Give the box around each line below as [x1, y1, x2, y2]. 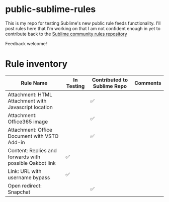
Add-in [8, 139, 25, 146]
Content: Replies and [8, 147, 57, 154]
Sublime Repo [93, 82, 127, 89]
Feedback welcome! [5, 40, 47, 46]
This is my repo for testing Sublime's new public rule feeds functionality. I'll [5, 20, 161, 26]
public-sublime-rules [5, 4, 96, 15]
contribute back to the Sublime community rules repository [5, 31, 127, 37]
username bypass [8, 174, 50, 181]
